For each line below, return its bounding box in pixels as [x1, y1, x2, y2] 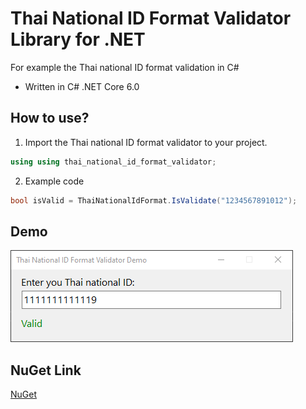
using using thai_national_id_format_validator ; [10, 157, 217, 167]
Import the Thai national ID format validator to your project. [24, 136, 268, 148]
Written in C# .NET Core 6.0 [24, 80, 140, 92]
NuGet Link [10, 362, 82, 379]
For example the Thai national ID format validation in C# [10, 61, 240, 73]
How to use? [10, 110, 90, 127]
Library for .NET [10, 28, 146, 51]
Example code [24, 175, 85, 187]
